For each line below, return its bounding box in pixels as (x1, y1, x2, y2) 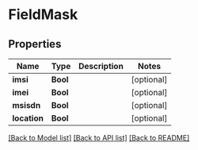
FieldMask (8, 6, 78, 24)
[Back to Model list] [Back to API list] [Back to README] (8, 133, 190, 142)
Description (78, 61, 124, 71)
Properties (8, 37, 62, 51)
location (12, 113, 44, 124)
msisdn (12, 100, 41, 110)
